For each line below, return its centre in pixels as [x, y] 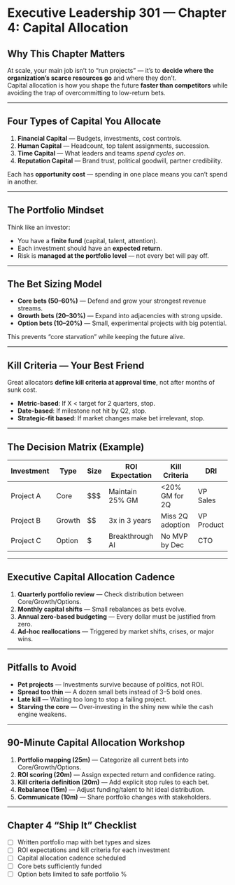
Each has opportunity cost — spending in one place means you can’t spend [117, 174]
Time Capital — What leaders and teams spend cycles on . [101, 153]
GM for [172, 496]
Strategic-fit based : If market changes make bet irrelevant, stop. [111, 418]
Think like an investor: [39, 227]
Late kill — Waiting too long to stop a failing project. [92, 699]
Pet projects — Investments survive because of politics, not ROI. [111, 684]
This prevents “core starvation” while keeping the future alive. [96, 337]
